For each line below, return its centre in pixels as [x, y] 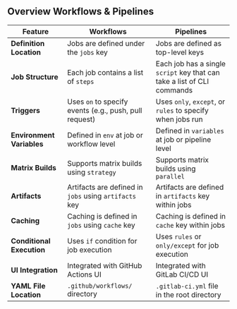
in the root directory [188, 294]
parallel [170, 176]
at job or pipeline [183, 139]
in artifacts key [183, 195]
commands [174, 90]
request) [81, 119]
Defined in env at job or [105, 135]
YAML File [28, 286]
